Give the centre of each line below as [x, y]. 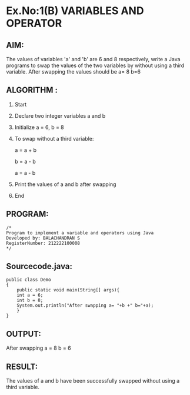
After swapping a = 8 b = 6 [39, 348]
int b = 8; [30, 301]
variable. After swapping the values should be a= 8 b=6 [74, 72]
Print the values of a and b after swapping [65, 184]
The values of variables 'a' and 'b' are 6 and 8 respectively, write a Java [93, 59]
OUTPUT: [24, 334]
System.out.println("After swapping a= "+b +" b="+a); [85, 306]
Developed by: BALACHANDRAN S [43, 238]
